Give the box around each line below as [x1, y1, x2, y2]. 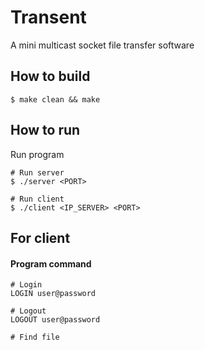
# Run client [10, 194, 65, 204]
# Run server [10, 167, 65, 178]
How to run [10, 122, 81, 139]
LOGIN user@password [10, 289, 97, 299]
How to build [10, 68, 91, 85]
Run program [10, 148, 65, 160]
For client [10, 229, 71, 246]
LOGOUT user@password [10, 315, 101, 325]
